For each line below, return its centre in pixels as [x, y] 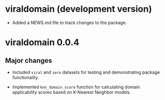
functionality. [25, 77]
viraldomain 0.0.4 [42, 42]
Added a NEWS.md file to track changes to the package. [69, 23]
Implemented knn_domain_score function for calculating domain [76, 87]
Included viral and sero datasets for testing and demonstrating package [86, 72]
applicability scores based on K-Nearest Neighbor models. [72, 92]
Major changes [29, 61]
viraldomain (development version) [79, 9]
